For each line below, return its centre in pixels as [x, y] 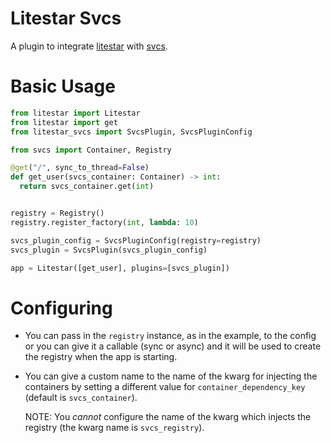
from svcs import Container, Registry [91, 150]
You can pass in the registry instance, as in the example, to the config [170, 336]
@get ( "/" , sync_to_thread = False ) [80, 168]
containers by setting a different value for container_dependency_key [165, 387]
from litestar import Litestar [75, 113]
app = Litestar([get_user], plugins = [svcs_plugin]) [120, 268]
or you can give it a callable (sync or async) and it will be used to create [173, 346]
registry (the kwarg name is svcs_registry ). [114, 428]
